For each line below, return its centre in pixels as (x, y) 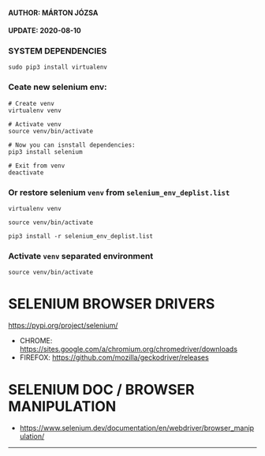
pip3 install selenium (45, 151)
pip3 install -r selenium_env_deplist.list (81, 237)
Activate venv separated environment (81, 256)
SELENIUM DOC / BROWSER (101, 389)
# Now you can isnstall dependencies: (72, 145)
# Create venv (32, 103)
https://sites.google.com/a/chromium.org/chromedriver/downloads (129, 349)
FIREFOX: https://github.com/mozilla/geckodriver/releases (114, 357)
